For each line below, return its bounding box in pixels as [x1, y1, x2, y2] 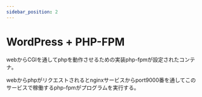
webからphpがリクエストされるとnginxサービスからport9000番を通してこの [6, 76, 197, 84]
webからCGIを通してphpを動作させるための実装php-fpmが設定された [6, 56, 180, 63]
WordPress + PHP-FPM [6, 35, 125, 48]
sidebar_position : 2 [6, 8, 59, 15]
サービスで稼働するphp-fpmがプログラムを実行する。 [6, 84, 140, 91]
